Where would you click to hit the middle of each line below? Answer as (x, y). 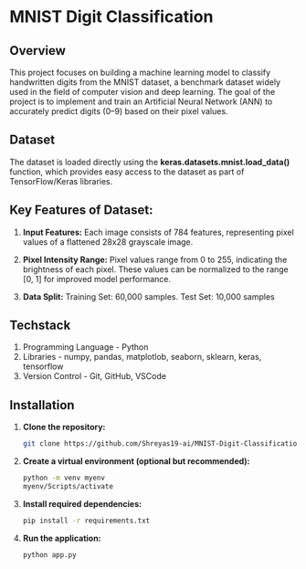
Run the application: (62, 538)
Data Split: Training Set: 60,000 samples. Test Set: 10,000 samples (149, 296)
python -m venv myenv (63, 478)
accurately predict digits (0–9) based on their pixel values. (119, 111)
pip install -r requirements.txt (86, 521)
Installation (42, 405)
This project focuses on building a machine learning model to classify (140, 72)
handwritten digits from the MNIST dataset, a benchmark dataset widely (145, 82)
